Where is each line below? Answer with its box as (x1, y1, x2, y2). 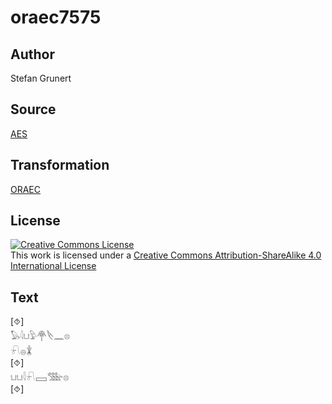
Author (10, 46, 55, 63)
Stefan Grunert (10, 72, 72, 84)
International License (10, 260, 97, 272)
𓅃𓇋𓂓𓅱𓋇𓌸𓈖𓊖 (10, 330, 71, 342)
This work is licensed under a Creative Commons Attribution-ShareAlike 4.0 (10, 249, 322, 261)
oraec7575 (10, 6, 102, 29)
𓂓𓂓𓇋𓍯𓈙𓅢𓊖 (10, 371, 70, 383)
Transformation (10, 157, 110, 174)
